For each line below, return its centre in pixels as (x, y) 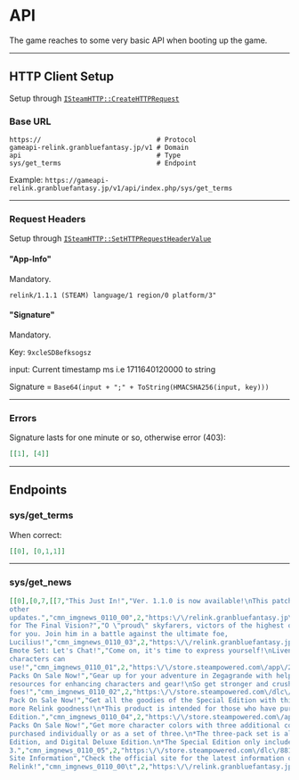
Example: (26, 180)
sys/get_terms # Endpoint (103, 163)
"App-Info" (30, 259)
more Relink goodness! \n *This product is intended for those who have (143, 709)
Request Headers (48, 219)
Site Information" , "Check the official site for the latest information (147, 759)
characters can (37, 659)
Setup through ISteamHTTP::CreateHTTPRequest (94, 98)
